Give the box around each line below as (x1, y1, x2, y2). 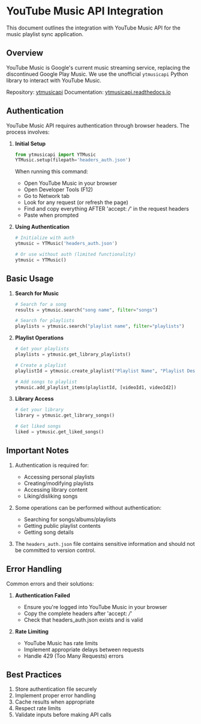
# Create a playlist (14, 362, 67, 368)
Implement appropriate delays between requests (23, 646, 144, 653)
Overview (6, 48, 44, 58)
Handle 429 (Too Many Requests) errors (23, 652, 124, 660)
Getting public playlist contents (23, 522, 101, 529)
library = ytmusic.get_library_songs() (14, 412, 115, 419)
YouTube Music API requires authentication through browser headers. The (6, 122, 190, 129)
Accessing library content (23, 486, 88, 493)
